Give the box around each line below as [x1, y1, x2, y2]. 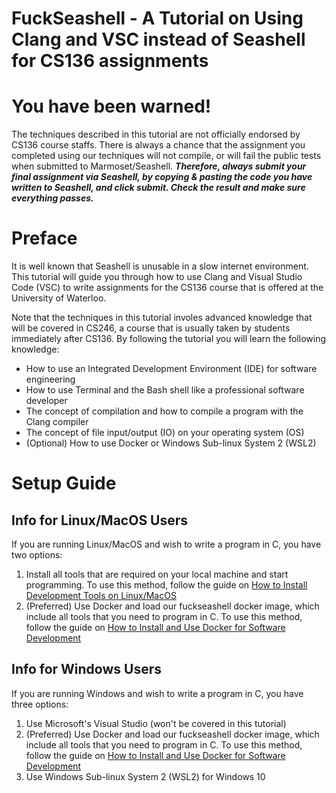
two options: [11, 549, 63, 561]
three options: [11, 698, 69, 710]
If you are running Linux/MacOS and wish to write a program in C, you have [11, 538, 322, 551]
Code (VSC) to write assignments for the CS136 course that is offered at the [11, 282, 324, 294]
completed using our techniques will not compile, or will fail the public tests [11, 150, 322, 162]
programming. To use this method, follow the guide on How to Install [25, 579, 308, 591]
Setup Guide [11, 472, 117, 495]
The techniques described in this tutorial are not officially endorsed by [11, 128, 301, 141]
